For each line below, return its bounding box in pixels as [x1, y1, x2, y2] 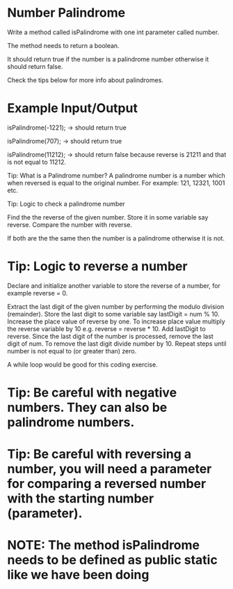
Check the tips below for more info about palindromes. [7, 75, 163, 84]
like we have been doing [7, 567, 150, 583]
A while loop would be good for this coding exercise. [7, 360, 158, 369]
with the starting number [7, 491, 154, 507]
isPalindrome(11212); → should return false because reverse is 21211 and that [7, 150, 227, 158]
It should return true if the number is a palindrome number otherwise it [7, 54, 209, 63]
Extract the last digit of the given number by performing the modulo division [7, 302, 225, 311]
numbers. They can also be [7, 399, 168, 415]
